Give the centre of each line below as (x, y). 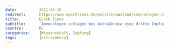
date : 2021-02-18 (33, 10)
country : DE (24, 28)
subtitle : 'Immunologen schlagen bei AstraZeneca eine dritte (77, 24)
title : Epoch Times (35, 19)
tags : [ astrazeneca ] (37, 38)
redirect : (16, 14)
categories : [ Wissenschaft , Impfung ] (48, 33)
